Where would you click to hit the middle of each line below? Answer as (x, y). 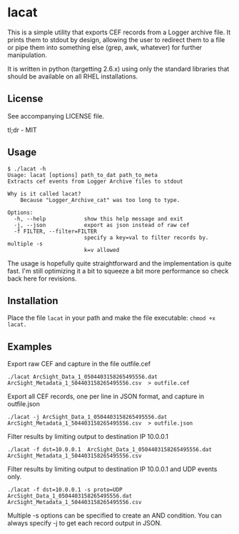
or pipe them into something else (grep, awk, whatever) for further (105, 47)
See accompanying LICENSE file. (56, 116)
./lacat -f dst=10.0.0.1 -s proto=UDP (65, 490)
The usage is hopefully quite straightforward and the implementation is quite (119, 263)
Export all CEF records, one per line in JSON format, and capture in (106, 396)
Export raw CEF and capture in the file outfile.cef (79, 364)
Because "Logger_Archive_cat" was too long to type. (100, 200)
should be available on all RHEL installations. (73, 76)
